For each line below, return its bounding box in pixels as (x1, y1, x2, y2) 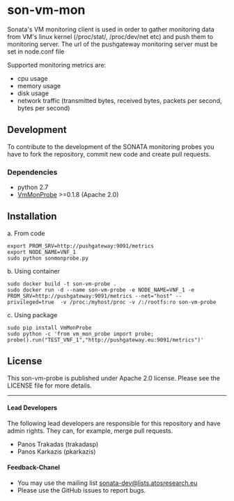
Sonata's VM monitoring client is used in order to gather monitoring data (7, 25, 214, 33)
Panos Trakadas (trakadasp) (17, 440, 99, 448)
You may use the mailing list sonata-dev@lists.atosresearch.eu (17, 479, 198, 487)
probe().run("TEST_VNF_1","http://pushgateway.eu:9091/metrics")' (7, 336, 204, 343)
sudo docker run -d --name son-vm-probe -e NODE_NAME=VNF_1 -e (7, 286, 195, 294)
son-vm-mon (7, 2, 86, 18)
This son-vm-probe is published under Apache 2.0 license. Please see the (7, 374, 221, 382)
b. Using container (7, 267, 61, 275)
